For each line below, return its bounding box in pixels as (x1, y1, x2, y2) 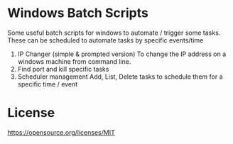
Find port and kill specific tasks (17, 65, 109, 73)
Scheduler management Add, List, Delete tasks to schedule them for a (17, 72, 223, 81)
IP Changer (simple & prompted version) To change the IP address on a (17, 50, 227, 58)
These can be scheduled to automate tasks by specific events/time (7, 35, 204, 44)
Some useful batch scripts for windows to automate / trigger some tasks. (7, 28, 221, 37)
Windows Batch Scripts (7, 5, 149, 21)
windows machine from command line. (17, 57, 131, 65)
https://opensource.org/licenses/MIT (7, 128, 115, 136)
